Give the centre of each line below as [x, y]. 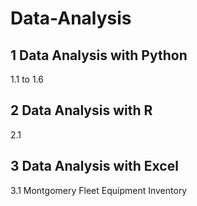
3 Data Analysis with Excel [94, 166]
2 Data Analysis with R [81, 110]
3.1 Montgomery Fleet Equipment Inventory [99, 190]
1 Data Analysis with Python [99, 55]
